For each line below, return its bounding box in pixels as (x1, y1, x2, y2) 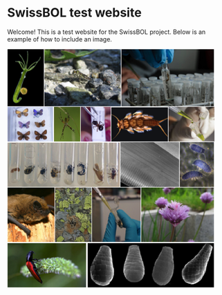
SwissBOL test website (7, 5, 142, 21)
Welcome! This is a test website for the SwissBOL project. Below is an (7, 28, 206, 36)
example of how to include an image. (7, 35, 113, 43)
